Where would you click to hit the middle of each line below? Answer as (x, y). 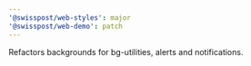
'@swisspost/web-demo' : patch (66, 26)
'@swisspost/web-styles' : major (70, 18)
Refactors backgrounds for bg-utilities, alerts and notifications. (126, 52)
